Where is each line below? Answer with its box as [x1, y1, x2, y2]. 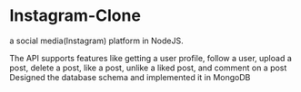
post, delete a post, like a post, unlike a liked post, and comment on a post [9, 62, 287, 73]
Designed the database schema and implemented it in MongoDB [9, 71, 251, 82]
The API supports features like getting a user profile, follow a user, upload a [9, 52, 293, 63]
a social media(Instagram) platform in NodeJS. [9, 35, 184, 46]
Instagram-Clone [9, 5, 141, 26]
